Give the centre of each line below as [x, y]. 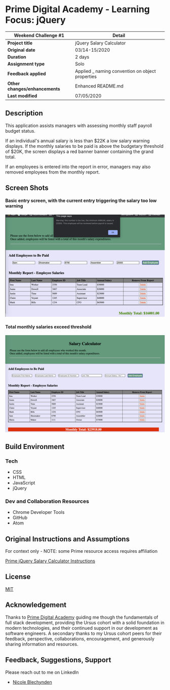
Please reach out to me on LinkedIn [42, 672]
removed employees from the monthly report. [53, 172]
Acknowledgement [36, 605]
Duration [17, 57]
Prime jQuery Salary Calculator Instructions [50, 561]
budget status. [20, 131]
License [18, 577]
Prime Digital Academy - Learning [78, 9]
